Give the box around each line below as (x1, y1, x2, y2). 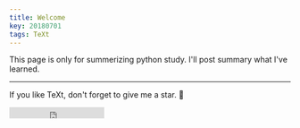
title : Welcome (9, 13, 66, 22)
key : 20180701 (9, 21, 62, 30)
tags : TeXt (9, 30, 50, 38)
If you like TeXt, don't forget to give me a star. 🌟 (9, 90, 185, 100)
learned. (9, 64, 40, 74)
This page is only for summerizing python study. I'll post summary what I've (9, 55, 288, 65)
